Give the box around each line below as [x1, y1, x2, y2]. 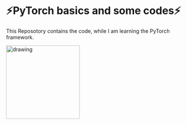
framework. [6, 33, 34, 40]
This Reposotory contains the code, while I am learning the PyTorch [6, 27, 170, 35]
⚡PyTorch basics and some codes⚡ [6, 4, 181, 18]
